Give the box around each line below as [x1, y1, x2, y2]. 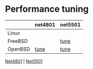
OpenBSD [7, 45, 30, 52]
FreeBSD [7, 37, 28, 44]
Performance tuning [5, 3, 89, 15]
